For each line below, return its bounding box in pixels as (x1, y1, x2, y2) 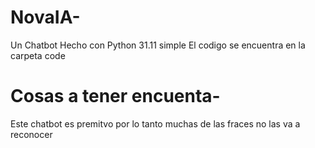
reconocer (10, 128, 53, 140)
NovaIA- (10, 6, 81, 29)
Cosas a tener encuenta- (10, 85, 221, 108)
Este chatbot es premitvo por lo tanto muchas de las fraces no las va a (10, 117, 301, 130)
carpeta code (10, 49, 66, 61)
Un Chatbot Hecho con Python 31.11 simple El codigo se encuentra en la (10, 39, 306, 51)
